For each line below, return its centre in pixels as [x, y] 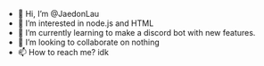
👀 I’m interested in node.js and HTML [86, 23]
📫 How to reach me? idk [63, 52]
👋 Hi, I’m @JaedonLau [58, 14]
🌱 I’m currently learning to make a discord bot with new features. [136, 33]
